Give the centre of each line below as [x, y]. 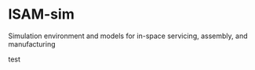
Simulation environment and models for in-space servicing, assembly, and [128, 36]
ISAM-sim [41, 14]
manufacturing [32, 44]
